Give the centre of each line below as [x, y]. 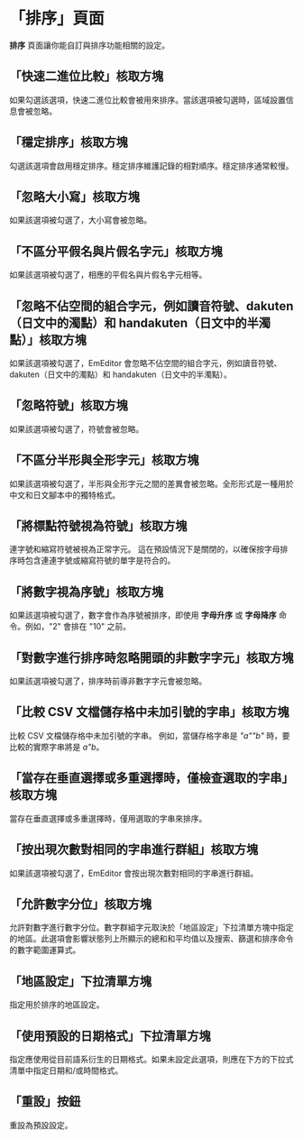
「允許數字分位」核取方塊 [80, 904]
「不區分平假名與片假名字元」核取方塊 [116, 251]
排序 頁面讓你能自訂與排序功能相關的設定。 [89, 45]
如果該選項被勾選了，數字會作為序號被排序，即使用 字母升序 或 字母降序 [143, 615]
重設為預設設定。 [41, 1125]
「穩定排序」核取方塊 [69, 142]
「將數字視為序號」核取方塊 [87, 592]
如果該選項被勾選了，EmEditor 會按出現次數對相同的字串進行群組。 [134, 873]
